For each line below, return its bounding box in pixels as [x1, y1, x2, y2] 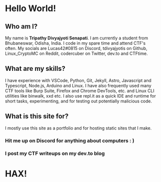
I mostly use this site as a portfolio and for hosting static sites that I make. [5, 125, 152, 131]
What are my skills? [5, 65, 65, 73]
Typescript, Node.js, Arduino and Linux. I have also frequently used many [5, 83, 152, 88]
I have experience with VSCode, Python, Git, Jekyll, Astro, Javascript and [5, 77, 152, 83]
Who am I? [5, 22, 38, 31]
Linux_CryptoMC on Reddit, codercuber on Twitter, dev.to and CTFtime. [5, 50, 148, 56]
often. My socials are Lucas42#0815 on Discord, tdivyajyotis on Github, [5, 46, 147, 51]
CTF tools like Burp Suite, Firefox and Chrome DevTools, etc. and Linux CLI [5, 88, 154, 94]
